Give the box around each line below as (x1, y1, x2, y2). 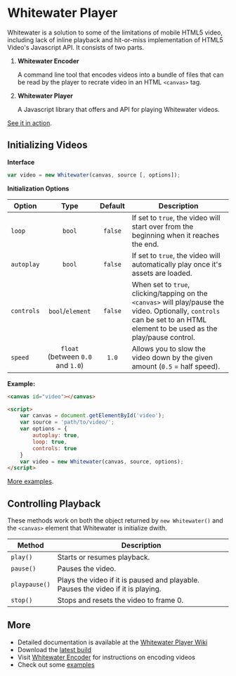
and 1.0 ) (55, 360, 84, 370)
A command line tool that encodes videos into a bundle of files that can (17, 70, 224, 79)
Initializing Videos (7, 139, 88, 151)
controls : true (32, 445, 77, 452)
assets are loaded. (131, 268, 192, 278)
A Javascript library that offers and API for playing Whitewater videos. (17, 105, 220, 113)
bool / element (48, 306, 91, 316)
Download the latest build (17, 645, 91, 653)
